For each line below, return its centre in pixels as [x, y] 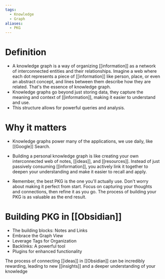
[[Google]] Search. [31, 146]
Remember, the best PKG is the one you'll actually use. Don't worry [80, 181]
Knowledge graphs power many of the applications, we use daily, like [82, 141]
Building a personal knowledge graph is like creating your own [75, 156]
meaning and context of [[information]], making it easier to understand [84, 97]
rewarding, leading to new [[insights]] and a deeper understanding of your [81, 266]
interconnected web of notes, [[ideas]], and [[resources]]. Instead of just [86, 161]
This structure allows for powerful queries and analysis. [69, 108]
